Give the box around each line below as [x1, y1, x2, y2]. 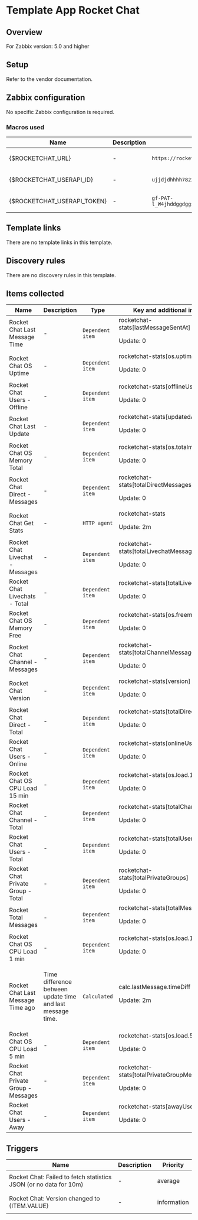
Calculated [82, 993, 113, 1000]
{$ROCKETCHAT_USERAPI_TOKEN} [9, 197, 107, 205]
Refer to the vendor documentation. [6, 75, 93, 83]
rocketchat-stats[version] [118, 677, 191, 685]
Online [9, 760, 28, 768]
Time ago [9, 1004, 35, 1012]
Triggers [6, 1143, 38, 1153]
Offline [9, 403, 28, 411]
